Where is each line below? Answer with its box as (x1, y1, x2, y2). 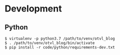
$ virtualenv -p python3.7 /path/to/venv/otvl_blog (5, 36, 115, 41)
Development (5, 3, 62, 14)
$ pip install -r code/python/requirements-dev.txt (5, 45, 115, 50)
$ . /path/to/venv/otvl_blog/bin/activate (5, 40, 95, 45)
